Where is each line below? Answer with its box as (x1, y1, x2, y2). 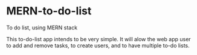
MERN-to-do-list (6, 4, 92, 18)
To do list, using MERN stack (6, 24, 77, 31)
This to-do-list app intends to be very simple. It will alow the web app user (6, 35, 192, 42)
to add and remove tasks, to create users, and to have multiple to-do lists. (6, 42, 190, 49)
